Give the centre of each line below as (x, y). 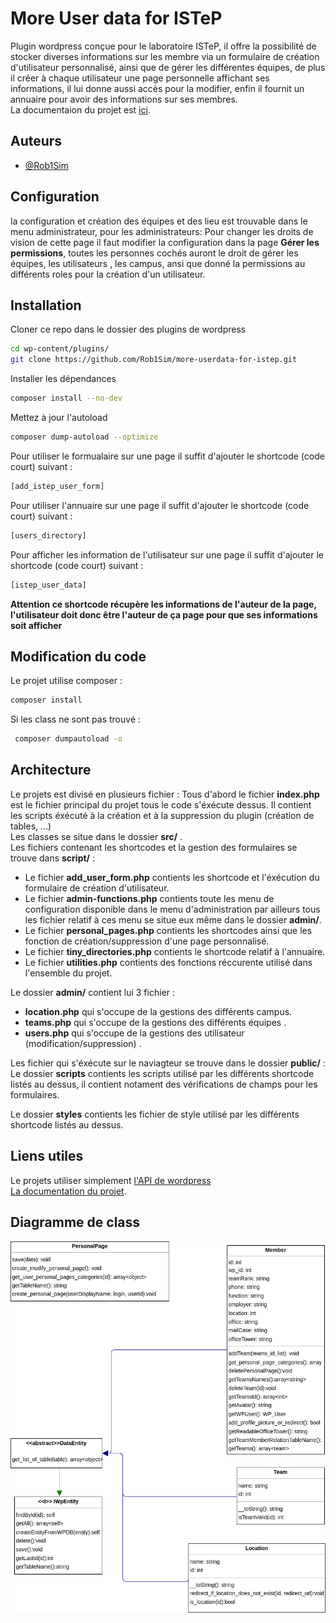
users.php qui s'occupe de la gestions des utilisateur (134, 1033)
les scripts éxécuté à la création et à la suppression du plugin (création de (162, 815)
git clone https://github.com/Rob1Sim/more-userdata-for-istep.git (154, 360)
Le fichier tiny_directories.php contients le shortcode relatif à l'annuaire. (175, 951)
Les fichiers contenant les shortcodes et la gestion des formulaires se (154, 847)
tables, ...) (31, 826)
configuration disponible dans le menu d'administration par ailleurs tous (172, 909)
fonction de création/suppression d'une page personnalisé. (147, 941)
